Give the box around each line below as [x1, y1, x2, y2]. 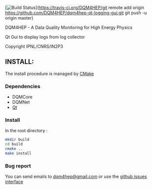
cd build [5, 142, 23, 147]
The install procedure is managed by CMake [5, 71, 94, 76]
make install [5, 151, 32, 156]
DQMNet [12, 99, 30, 105]
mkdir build [5, 137, 29, 142]
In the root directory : [5, 128, 48, 134]
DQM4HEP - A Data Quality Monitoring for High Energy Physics [5, 24, 133, 30]
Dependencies [5, 83, 41, 90]
